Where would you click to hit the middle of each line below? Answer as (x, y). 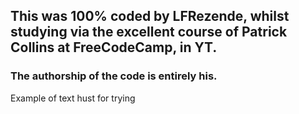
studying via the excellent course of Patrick (149, 32)
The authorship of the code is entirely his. (114, 76)
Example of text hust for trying (73, 98)
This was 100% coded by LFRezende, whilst (150, 16)
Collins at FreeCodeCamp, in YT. (114, 47)
